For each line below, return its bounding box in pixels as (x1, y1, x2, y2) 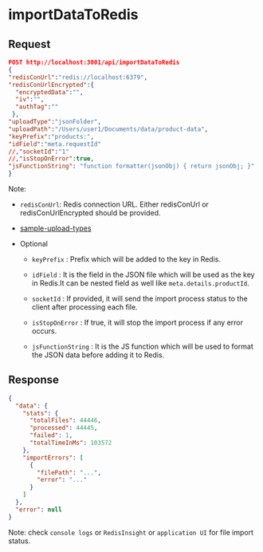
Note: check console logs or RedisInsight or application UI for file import (8, 527, 253, 537)
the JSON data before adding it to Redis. (31, 350, 165, 360)
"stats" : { (22, 409, 59, 417)
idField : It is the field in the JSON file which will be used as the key (31, 270, 255, 279)
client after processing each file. (31, 302, 138, 312)
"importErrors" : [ (22, 453, 84, 462)
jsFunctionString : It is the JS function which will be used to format (31, 341, 253, 351)
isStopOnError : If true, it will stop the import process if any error (31, 317, 243, 327)
